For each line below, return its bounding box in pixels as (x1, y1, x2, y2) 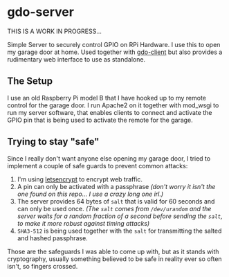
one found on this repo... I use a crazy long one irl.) (17, 190, 164, 198)
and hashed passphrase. (17, 233, 88, 242)
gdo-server (7, 4, 75, 20)
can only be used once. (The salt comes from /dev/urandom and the (17, 204, 212, 213)
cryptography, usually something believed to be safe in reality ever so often (7, 254, 223, 263)
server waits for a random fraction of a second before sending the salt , (17, 212, 223, 220)
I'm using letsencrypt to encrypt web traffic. (17, 175, 143, 184)
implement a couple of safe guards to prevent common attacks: (7, 161, 188, 170)
